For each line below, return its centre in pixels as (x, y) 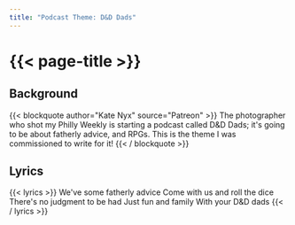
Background (43, 94)
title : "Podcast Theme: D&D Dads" (73, 17)
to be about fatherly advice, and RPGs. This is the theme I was (123, 134)
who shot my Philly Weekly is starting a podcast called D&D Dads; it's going (147, 124)
